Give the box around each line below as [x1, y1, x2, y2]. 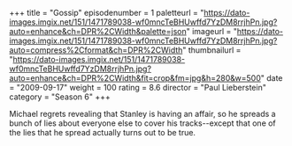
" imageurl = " [186, 26, 237, 36]
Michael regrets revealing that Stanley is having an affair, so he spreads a [9, 109, 276, 119]
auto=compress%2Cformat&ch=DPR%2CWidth [9, 45, 183, 55]
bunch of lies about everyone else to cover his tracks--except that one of [9, 118, 276, 128]
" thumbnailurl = [182, 45, 242, 55]
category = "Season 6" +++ [9, 91, 111, 102]
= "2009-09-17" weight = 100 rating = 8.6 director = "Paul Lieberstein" [9, 83, 267, 92]
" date [260, 73, 283, 83]
